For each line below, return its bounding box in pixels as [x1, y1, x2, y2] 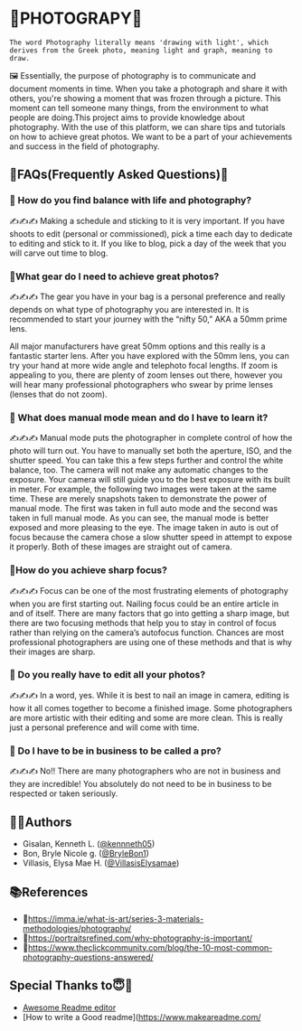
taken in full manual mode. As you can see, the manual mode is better [9, 512, 269, 523]
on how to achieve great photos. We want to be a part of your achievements [9, 131, 292, 142]
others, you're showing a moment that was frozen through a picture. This [9, 92, 282, 103]
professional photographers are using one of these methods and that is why [9, 636, 292, 647]
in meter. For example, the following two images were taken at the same [9, 483, 278, 495]
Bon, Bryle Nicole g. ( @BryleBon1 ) [22, 848, 149, 858]
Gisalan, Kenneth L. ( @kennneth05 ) [22, 838, 156, 848]
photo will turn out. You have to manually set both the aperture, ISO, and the [9, 445, 292, 456]
